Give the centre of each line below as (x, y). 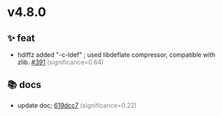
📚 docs (25, 85)
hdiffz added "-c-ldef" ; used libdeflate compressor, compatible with (116, 55)
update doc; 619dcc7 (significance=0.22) (77, 105)
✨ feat (21, 38)
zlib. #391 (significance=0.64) (61, 62)
